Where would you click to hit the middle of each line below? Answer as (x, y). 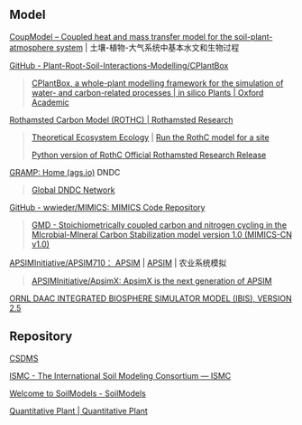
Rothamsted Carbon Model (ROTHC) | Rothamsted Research (121, 119)
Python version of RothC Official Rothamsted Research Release (149, 155)
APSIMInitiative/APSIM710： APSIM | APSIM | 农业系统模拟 (118, 262)
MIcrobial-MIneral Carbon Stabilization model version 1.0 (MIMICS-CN (162, 234)
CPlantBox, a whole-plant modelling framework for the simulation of (157, 83)
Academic (50, 102)
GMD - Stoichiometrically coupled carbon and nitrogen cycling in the (159, 224)
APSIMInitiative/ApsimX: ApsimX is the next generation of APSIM (151, 280)
